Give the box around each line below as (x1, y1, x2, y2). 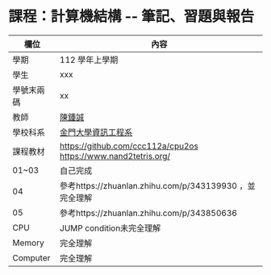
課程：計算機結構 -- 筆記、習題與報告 (8, 7, 255, 26)
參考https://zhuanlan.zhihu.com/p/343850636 (59, 207, 238, 219)
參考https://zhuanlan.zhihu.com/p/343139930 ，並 (59, 180, 256, 191)
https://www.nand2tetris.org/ (59, 150, 171, 161)
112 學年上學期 (59, 54, 119, 65)
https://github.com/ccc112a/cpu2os (59, 140, 199, 152)
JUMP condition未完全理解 (59, 223, 161, 234)
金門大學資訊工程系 (59, 127, 133, 138)
